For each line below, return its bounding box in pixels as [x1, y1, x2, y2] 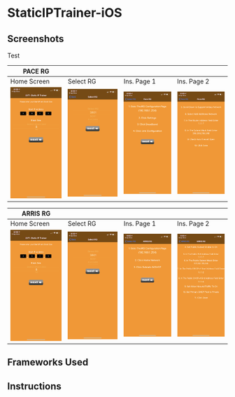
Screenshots [7, 33, 64, 45]
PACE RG [22, 67, 50, 75]
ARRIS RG [22, 209, 51, 218]
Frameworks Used [7, 356, 89, 368]
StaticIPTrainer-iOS [7, 5, 122, 21]
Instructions [7, 380, 62, 392]
